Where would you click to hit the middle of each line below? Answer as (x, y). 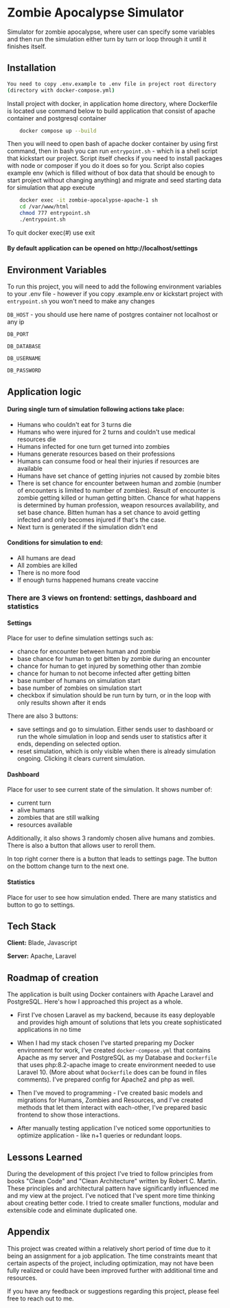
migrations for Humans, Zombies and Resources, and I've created (110, 1100)
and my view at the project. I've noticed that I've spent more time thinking (111, 1196)
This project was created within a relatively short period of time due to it (109, 1248)
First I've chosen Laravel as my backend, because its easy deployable (116, 1015)
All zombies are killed (47, 565)
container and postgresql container (57, 118)
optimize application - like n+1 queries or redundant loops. (99, 1136)
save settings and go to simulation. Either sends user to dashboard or (115, 729)
